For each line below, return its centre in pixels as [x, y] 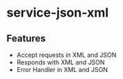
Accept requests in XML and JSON [66, 55]
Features [26, 38]
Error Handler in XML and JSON [62, 70]
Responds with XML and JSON [60, 62]
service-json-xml [58, 13]
